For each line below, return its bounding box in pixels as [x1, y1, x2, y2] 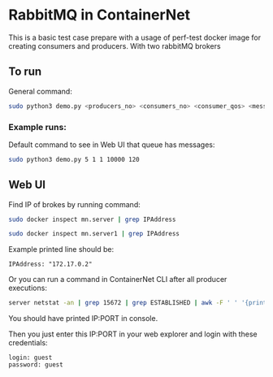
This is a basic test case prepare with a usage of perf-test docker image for [8, 32, 262, 42]
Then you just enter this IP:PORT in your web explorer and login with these [8, 329, 258, 339]
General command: [8, 86, 73, 96]
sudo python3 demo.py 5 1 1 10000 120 [8, 155, 140, 163]
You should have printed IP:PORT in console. [8, 314, 158, 323]
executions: [8, 283, 47, 293]
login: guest [8, 353, 53, 362]
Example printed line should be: [8, 245, 115, 254]
